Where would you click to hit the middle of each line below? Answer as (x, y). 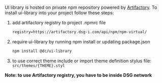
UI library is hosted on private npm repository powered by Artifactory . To (81, 7)
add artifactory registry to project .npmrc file (59, 23)
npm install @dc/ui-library (42, 51)
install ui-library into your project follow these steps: (59, 13)
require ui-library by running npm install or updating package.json (81, 41)
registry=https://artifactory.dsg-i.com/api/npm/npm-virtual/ (79, 32)
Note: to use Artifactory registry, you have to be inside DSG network (78, 75)
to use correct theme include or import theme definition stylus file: (82, 61)
